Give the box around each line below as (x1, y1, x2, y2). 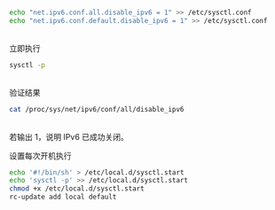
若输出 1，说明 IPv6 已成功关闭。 (9, 131, 129, 142)
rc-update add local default (9, 192, 117, 202)
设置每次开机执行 (9, 150, 72, 160)
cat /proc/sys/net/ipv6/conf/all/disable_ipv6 (9, 105, 185, 113)
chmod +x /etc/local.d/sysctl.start (9, 184, 145, 193)
